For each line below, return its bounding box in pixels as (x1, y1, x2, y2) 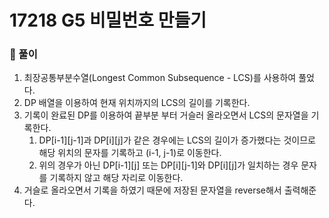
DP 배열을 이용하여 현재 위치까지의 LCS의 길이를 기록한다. (23, 97, 251, 109)
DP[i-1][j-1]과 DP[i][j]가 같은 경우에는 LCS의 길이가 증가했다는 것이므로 (38, 134, 316, 146)
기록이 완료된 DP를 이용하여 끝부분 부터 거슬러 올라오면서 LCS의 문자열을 (23, 109, 309, 121)
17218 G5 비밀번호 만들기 (9, 9, 207, 32)
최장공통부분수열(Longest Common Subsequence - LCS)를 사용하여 (23, 72, 297, 84)
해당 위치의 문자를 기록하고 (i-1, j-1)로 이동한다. (38, 147, 222, 159)
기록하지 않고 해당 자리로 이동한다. (49, 172, 184, 184)
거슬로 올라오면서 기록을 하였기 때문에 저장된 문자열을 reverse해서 (23, 184, 282, 196)
